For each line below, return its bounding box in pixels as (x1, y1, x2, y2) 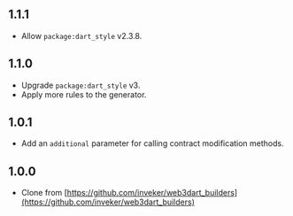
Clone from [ (20, 188, 68, 198)
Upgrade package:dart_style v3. (20, 80, 141, 90)
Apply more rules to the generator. (20, 89, 147, 100)
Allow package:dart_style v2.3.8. (20, 30, 143, 41)
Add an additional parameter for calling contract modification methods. (20, 138, 284, 149)
